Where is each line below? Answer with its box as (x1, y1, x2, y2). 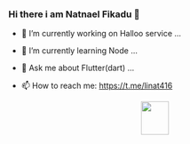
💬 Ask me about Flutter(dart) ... (20, 62, 135, 74)
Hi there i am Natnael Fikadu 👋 (8, 8, 140, 20)
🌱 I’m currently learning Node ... (20, 45, 139, 56)
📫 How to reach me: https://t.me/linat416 (20, 80, 173, 92)
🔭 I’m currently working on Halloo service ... (20, 28, 182, 39)
